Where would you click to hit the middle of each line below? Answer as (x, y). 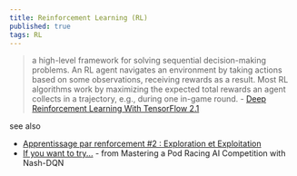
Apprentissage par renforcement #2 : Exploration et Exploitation (142, 144)
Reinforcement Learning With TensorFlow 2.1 (115, 109)
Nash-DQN (43, 163)
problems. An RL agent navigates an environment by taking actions (157, 70)
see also (25, 126)
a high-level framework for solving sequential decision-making (148, 61)
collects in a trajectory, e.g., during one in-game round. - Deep (148, 99)
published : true (40, 26)
